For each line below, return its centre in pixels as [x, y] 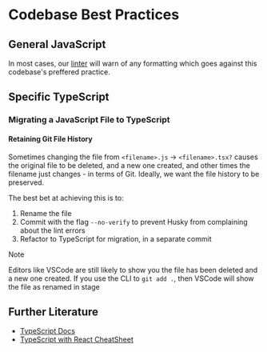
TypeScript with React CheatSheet [76, 340]
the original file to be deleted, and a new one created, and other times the [129, 165]
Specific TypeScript [59, 97]
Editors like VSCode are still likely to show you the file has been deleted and [133, 270]
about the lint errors [52, 230]
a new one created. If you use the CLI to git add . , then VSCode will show [131, 278]
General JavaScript [57, 44]
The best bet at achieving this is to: [66, 198]
